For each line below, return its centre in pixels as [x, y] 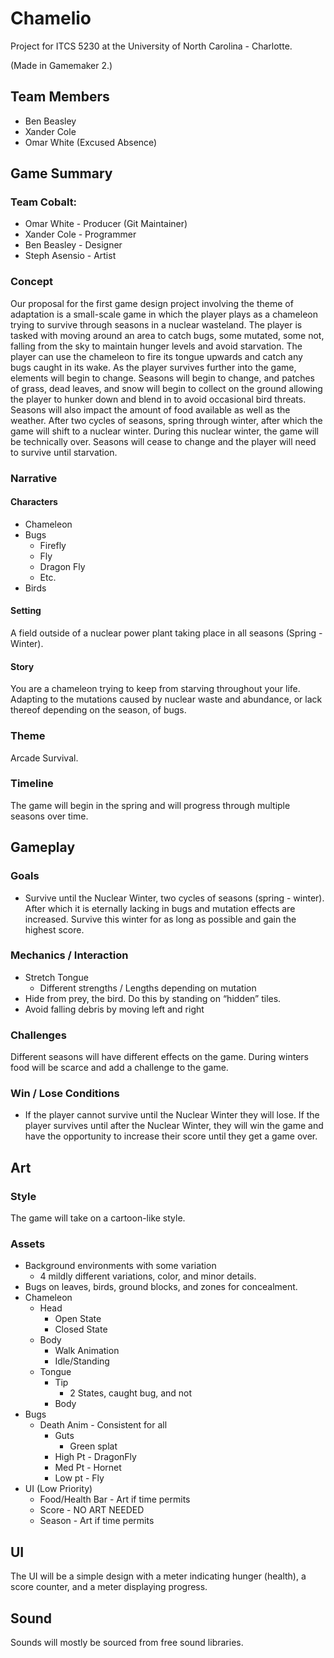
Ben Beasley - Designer [73, 245]
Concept [31, 282]
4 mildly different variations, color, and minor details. [148, 1276]
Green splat [93, 1446]
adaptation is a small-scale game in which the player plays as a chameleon [164, 314]
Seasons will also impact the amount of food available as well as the [150, 409]
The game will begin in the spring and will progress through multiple [150, 805]
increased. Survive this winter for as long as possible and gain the [160, 919]
